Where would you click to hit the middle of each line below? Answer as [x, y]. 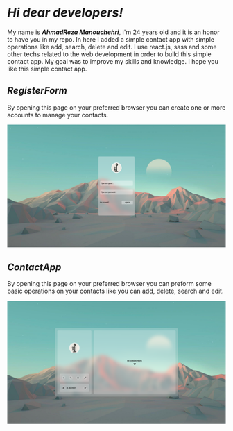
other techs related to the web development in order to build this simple [109, 54]
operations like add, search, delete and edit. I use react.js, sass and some [112, 47]
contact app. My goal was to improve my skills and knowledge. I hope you [113, 61]
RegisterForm [37, 91]
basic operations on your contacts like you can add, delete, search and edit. [115, 291]
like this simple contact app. [47, 69]
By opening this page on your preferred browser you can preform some [109, 284]
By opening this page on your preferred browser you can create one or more [116, 107]
